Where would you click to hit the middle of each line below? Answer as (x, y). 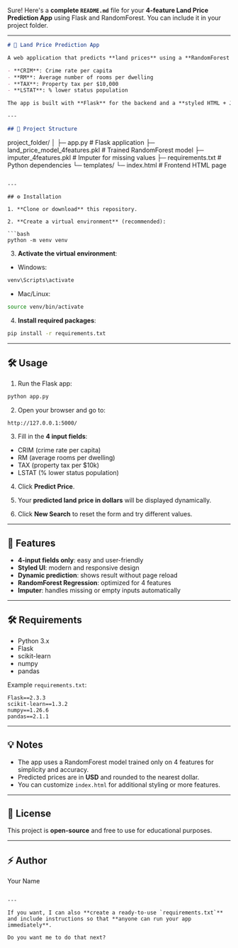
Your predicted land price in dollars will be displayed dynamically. (114, 501)
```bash (19, 234)
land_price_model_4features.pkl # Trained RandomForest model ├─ (106, 150)
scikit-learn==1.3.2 (38, 704)
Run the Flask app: (45, 383)
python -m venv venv (38, 240)
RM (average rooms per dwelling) (66, 458)
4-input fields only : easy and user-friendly (80, 560)
